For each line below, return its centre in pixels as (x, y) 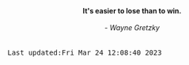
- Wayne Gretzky (132, 28)
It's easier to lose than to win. (132, 11)
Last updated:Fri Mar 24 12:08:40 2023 (85, 53)
